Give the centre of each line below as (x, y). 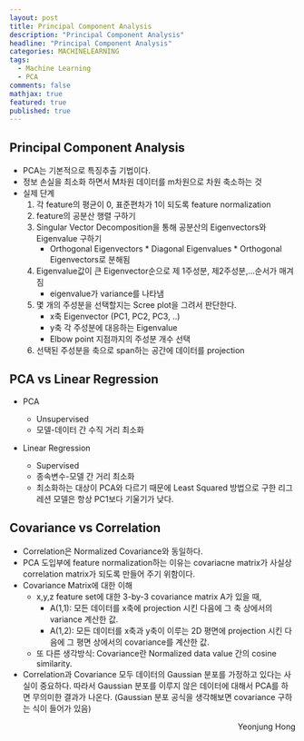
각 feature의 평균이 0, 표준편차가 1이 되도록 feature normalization (153, 204)
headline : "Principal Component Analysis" (91, 43)
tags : (20, 60)
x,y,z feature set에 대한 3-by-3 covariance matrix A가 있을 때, (149, 597)
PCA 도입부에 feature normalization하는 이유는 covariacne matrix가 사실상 (157, 562)
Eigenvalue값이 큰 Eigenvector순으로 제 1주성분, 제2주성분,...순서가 (157, 271)
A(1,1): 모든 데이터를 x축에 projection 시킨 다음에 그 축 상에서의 (161, 608)
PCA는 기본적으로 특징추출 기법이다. (87, 171)
